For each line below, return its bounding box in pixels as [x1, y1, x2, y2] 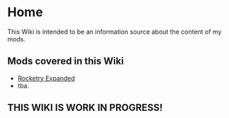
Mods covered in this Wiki [7, 55, 124, 67]
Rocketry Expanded [17, 74, 76, 82]
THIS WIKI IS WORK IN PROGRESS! [7, 102, 163, 114]
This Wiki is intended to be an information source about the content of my [7, 27, 222, 36]
